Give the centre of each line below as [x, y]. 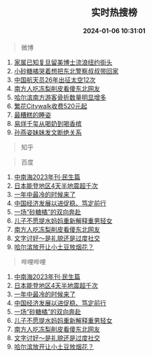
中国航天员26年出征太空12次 [55, 80]
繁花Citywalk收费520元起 [50, 106]
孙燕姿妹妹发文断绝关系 [48, 132]
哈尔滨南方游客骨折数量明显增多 [60, 97]
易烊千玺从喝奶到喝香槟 [48, 123]
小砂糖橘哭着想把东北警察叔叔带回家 [66, 71]
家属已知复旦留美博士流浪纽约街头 [63, 62]
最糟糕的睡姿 [32, 115]
